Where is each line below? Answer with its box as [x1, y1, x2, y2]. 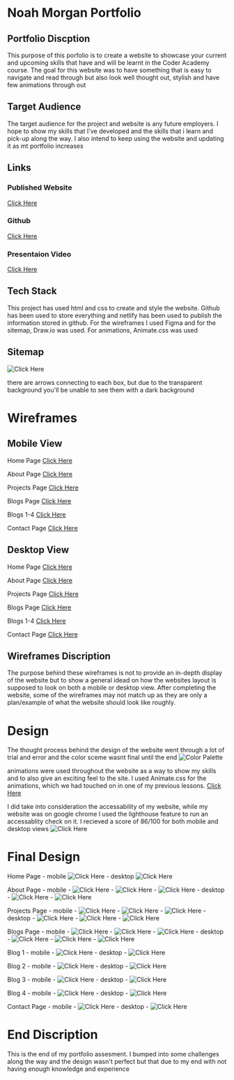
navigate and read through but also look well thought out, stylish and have [7, 73, 220, 82]
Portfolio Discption [7, 33, 91, 45]
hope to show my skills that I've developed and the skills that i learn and [7, 127, 214, 135]
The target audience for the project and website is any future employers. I [7, 119, 219, 128]
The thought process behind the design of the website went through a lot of [7, 746, 225, 754]
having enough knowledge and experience [7, 1065, 130, 1073]
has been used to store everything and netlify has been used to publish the [7, 311, 223, 319]
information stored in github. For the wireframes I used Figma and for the [7, 319, 216, 327]
